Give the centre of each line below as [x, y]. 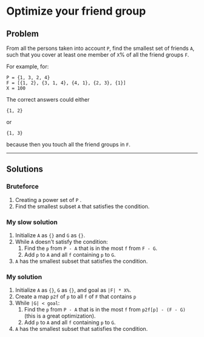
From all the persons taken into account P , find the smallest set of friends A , [100, 48]
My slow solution [32, 222]
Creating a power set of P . [48, 200]
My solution [24, 277]
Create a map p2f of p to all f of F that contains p [76, 297]
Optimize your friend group [76, 11]
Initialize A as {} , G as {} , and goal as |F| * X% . [73, 290]
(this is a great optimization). [60, 316]
